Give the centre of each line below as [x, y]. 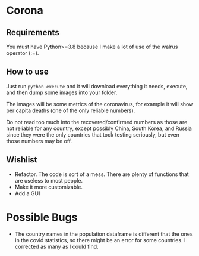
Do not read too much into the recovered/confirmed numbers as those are [97, 122]
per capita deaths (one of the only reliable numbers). [71, 110]
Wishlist [22, 160]
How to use [27, 72]
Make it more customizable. [49, 187]
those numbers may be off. [39, 141]
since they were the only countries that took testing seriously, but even [93, 134]
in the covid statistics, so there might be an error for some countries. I [100, 240]
